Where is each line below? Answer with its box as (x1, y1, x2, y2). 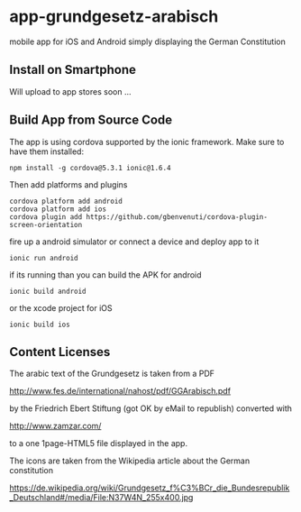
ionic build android (9, 287, 87, 296)
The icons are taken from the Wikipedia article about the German (9, 455, 251, 466)
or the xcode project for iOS (9, 302, 113, 313)
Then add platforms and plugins (9, 178, 128, 190)
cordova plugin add (9, 212, 83, 222)
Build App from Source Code (9, 113, 173, 128)
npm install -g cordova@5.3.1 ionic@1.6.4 (9, 163, 171, 172)
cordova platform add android (9, 197, 123, 206)
